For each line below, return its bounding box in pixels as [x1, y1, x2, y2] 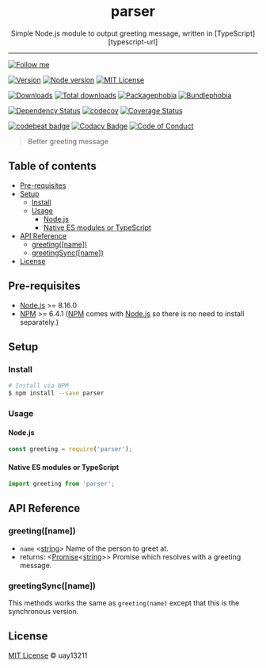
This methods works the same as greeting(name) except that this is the [8, 598, 240, 608]
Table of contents [8, 159, 97, 173]
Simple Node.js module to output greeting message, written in [10, 29, 213, 38]
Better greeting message [27, 136, 109, 146]
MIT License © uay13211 [8, 651, 88, 660]
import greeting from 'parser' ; [8, 480, 115, 488]
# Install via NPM [8, 382, 69, 390]
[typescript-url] [108, 36, 158, 46]
